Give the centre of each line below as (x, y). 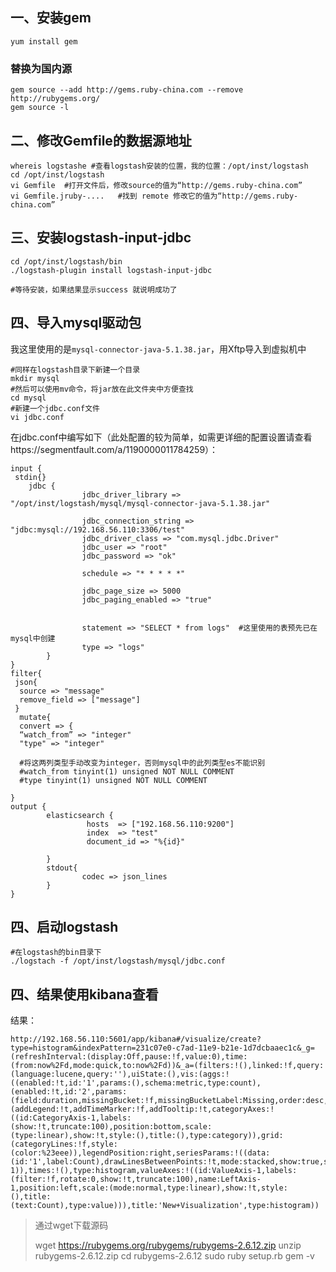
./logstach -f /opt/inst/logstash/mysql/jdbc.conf (118, 961)
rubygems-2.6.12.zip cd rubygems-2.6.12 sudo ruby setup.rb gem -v (174, 1256)
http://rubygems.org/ (55, 99)
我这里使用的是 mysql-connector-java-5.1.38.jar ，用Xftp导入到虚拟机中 (158, 349)
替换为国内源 (41, 68)
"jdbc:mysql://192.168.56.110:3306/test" (98, 529)
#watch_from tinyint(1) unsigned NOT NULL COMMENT (127, 771)
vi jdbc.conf (37, 417)
